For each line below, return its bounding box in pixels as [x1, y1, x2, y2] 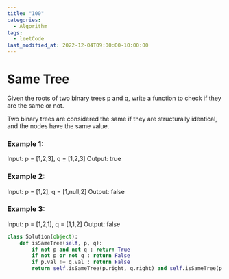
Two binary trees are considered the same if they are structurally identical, [7, 114, 217, 123]
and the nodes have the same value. [7, 121, 110, 130]
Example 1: [7, 138, 44, 148]
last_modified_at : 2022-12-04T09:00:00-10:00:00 [7, 42, 149, 49]
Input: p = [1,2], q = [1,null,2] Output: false [7, 187, 125, 195]
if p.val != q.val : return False [32, 258, 130, 266]
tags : [7, 29, 23, 36]
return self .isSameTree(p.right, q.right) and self [32, 265, 183, 272]
